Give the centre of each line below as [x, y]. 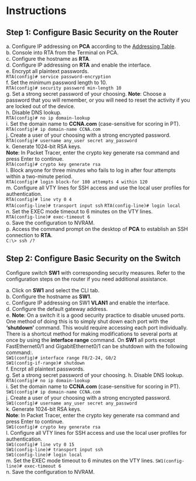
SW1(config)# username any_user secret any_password [72, 403]
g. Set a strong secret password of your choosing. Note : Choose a [86, 94]
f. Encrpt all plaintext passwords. [45, 369]
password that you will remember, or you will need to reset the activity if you [98, 100]
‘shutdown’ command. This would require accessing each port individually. [97, 327]
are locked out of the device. [41, 106]
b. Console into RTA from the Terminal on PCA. [62, 53]
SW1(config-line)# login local [44, 455]
